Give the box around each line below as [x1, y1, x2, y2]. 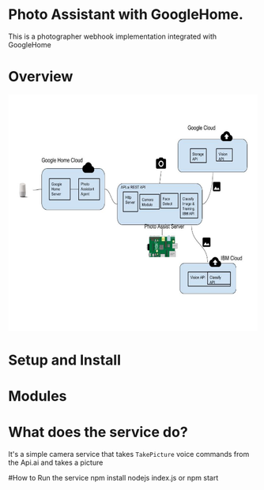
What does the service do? [8, 424, 188, 441]
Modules [8, 387, 67, 406]
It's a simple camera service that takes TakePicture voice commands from [8, 450, 250, 459]
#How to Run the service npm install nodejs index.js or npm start [8, 473, 219, 483]
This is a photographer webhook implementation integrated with [8, 32, 217, 41]
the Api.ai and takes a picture [8, 458, 104, 467]
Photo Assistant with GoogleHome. [8, 6, 243, 24]
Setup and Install [8, 351, 121, 369]
